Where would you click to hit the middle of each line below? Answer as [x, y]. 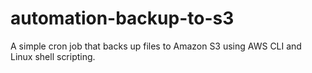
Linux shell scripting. [53, 56]
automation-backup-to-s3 [122, 18]
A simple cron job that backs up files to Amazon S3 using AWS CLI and [156, 46]
